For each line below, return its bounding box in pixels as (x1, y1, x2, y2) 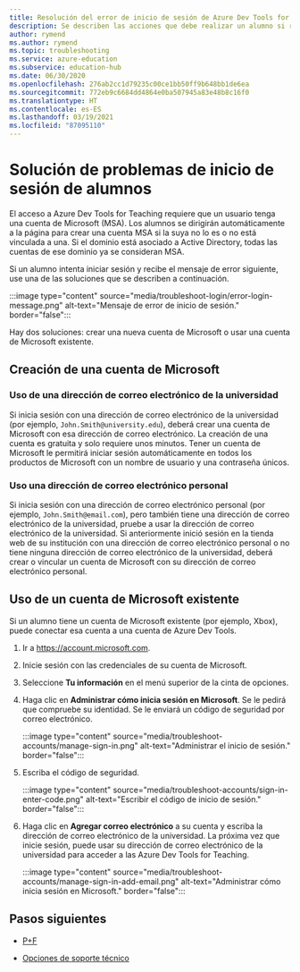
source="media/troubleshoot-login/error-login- (99, 290, 273, 300)
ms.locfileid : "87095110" (9, 122, 105, 131)
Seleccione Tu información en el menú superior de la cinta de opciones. (21, 677, 289, 688)
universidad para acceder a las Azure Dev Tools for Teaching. (21, 849, 250, 859)
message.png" (9, 300, 63, 310)
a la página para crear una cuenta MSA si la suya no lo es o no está (9, 227, 257, 238)
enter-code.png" (21, 793, 85, 805)
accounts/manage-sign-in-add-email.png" (21, 875, 179, 886)
